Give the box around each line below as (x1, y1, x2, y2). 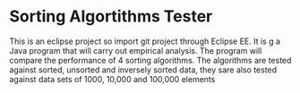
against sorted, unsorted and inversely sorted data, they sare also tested (9, 64, 278, 75)
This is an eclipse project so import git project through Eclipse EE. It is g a (9, 36, 280, 46)
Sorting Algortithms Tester (9, 6, 213, 27)
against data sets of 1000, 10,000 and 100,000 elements (9, 73, 216, 84)
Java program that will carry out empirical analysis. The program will (9, 45, 262, 55)
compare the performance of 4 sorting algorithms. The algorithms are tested (9, 55, 292, 65)
